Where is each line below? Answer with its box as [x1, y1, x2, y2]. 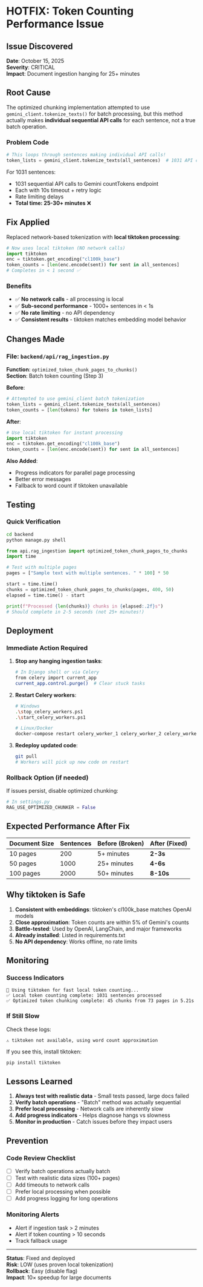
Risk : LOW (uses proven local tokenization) [6, 1260, 114, 1268]
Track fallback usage [14, 1237, 68, 1244]
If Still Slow [6, 1012, 40, 1020]
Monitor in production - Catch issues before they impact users [14, 1118, 172, 1125]
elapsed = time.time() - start [6, 592, 85, 598]
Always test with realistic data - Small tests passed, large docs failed [14, 1092, 189, 1099]
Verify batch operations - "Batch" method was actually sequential [14, 1099, 181, 1106]
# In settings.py [6, 799, 50, 805]
